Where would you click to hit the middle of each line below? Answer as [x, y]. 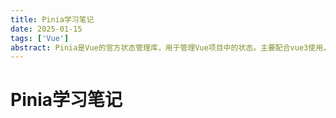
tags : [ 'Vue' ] [40, 38]
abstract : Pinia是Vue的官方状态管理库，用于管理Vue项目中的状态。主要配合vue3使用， [170, 47]
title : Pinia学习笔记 [52, 19]
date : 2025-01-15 [46, 29]
